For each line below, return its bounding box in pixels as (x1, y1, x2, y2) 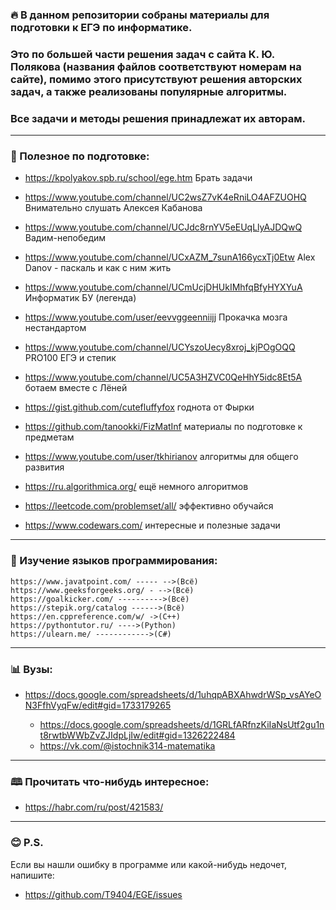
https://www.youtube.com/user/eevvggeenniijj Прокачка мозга (24, 311, 288, 323)
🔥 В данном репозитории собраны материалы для (10, 8, 270, 22)
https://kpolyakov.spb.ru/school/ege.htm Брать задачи (24, 172, 253, 184)
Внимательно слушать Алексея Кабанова (24, 202, 203, 214)
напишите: (10, 869, 55, 881)
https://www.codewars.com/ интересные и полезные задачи (24, 519, 281, 532)
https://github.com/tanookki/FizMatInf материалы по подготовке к (24, 421, 303, 433)
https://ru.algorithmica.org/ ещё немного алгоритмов (24, 481, 249, 493)
